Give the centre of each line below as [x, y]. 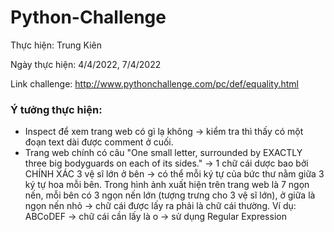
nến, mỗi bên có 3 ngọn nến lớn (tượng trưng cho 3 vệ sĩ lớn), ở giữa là [170, 195]
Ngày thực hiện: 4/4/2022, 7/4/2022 [86, 64]
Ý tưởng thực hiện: [56, 109]
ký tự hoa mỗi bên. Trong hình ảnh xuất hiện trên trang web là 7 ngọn [167, 185]
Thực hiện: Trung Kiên [56, 45]
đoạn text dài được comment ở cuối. [99, 142]
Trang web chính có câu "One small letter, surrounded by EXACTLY [163, 153]
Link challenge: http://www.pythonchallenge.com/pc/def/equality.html [155, 83]
